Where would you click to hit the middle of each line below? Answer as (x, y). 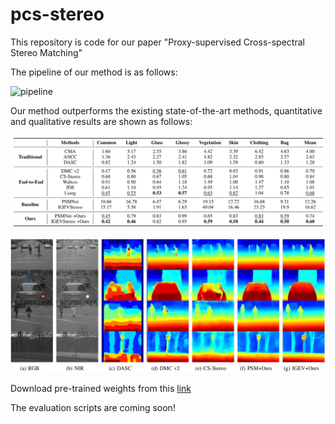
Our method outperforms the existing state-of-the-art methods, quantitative (166, 110)
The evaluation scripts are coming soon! (93, 407)
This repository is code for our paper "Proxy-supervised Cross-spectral (157, 42)
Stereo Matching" (46, 52)
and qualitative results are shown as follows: (101, 121)
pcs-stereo (57, 14)
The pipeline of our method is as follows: (94, 72)
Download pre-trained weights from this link (101, 388)
